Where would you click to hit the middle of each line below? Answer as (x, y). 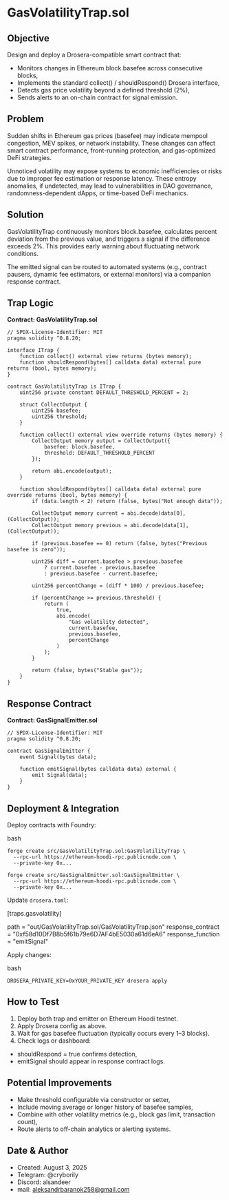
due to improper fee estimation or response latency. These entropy (102, 178)
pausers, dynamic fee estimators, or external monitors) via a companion (109, 274)
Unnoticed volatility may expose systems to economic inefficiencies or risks (115, 171)
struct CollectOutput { (54, 405)
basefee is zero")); (37, 550)
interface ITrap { (33, 351)
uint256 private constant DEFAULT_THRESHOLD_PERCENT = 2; (104, 393)
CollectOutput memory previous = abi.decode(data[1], (110, 526)
